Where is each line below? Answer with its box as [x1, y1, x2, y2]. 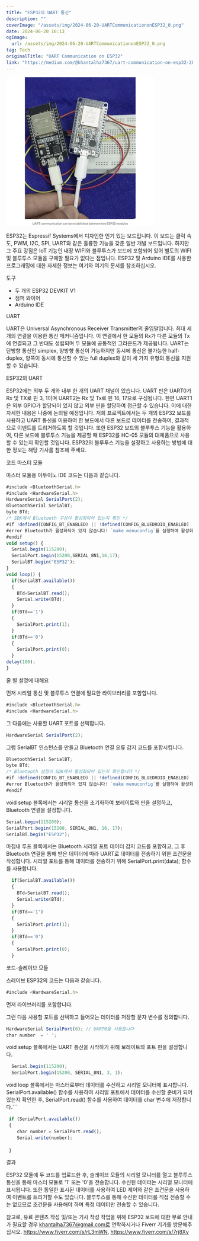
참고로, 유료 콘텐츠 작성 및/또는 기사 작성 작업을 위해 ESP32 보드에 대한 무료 [6, 1214, 182, 1221]
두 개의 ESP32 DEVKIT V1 [14, 287, 76, 294]
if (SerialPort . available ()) [8, 1116, 81, 1122]
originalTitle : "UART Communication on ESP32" [6, 53, 123, 59]
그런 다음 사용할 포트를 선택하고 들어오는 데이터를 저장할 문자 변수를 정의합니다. [6, 1013, 190, 1021]
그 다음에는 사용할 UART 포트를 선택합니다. [6, 719, 105, 727]
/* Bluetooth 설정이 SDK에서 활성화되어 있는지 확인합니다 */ [6, 769, 140, 775]
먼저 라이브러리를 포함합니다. [6, 1000, 73, 1007]
